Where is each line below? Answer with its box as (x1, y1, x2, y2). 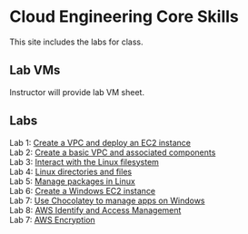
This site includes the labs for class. (9, 36, 144, 47)
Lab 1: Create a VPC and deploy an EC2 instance (9, 137, 191, 148)
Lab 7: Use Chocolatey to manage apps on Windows (9, 195, 205, 206)
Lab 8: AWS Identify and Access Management (9, 204, 182, 215)
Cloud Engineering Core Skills (9, 6, 239, 27)
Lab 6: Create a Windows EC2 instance (9, 185, 156, 196)
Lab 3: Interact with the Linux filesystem (9, 156, 159, 167)
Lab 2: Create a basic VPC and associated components (9, 147, 216, 158)
